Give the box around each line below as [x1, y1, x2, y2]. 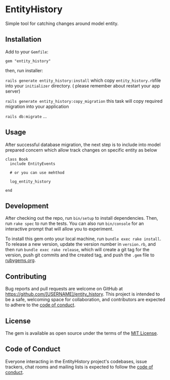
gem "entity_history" [5, 59, 51, 64]
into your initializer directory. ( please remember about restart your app [5, 82, 160, 89]
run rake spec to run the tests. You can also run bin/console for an [5, 220, 144, 227]
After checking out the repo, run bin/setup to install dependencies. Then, [5, 215, 158, 221]
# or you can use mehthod [10, 170, 65, 175]
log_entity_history [10, 179, 51, 184]
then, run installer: [5, 67, 43, 73]
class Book [5, 157, 28, 162]
